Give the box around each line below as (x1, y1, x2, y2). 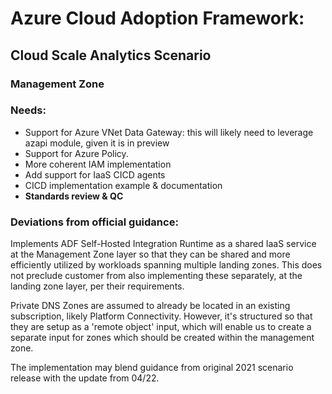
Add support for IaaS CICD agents (24, 168, 166, 181)
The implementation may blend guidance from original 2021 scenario (10, 362, 294, 374)
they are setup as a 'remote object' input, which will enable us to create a (10, 321, 312, 333)
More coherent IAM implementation (24, 158, 172, 170)
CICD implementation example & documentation (24, 179, 223, 191)
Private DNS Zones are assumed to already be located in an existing (10, 300, 291, 312)
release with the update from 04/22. (10, 372, 160, 384)
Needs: (10, 103, 47, 117)
